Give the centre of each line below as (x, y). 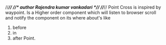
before (19, 27)
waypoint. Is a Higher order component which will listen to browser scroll (81, 12)
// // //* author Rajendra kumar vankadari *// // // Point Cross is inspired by (83, 7)
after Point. (24, 38)
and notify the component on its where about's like (58, 18)
